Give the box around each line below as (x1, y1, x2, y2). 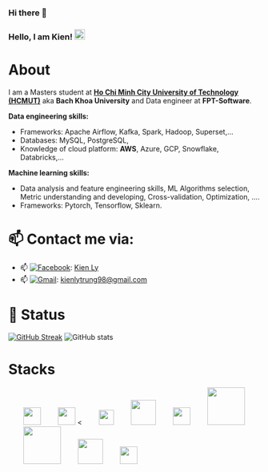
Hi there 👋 (8, 7, 48, 18)
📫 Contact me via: (8, 230, 134, 248)
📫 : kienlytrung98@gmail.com (19, 274, 148, 284)
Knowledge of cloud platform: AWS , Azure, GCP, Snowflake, (19, 143, 219, 153)
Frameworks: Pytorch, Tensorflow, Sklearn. (19, 200, 162, 210)
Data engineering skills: (8, 111, 90, 121)
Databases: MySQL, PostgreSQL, (19, 135, 130, 145)
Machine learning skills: (8, 167, 90, 177)
